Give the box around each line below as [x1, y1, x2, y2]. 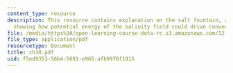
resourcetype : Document [7, 42, 76, 49]
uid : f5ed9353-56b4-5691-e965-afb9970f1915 [7, 56, 135, 63]
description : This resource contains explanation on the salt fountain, [7, 17, 222, 24]
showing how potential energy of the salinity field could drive [13, 23, 207, 30]
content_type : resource [7, 10, 76, 17]
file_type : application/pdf [7, 36, 89, 43]
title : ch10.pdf [7, 49, 54, 56]
